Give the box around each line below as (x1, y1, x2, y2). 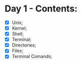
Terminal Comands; (11, 53, 52, 59)
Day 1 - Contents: (4, 3, 78, 14)
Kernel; (11, 25, 27, 31)
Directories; (11, 42, 36, 48)
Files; (11, 48, 23, 54)
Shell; (11, 31, 24, 37)
